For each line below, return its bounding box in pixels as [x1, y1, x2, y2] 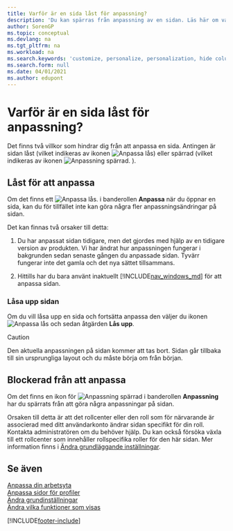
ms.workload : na [7, 49, 54, 56]
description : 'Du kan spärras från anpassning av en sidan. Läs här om [7, 17, 218, 24]
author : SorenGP [7, 23, 54, 30]
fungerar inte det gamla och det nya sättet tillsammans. [17, 259, 175, 267]
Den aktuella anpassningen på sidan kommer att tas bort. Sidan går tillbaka [7, 347, 221, 355]
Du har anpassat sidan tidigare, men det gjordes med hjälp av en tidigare [17, 237, 225, 245]
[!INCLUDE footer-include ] [7, 516, 81, 525]
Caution [7, 333, 30, 341]
